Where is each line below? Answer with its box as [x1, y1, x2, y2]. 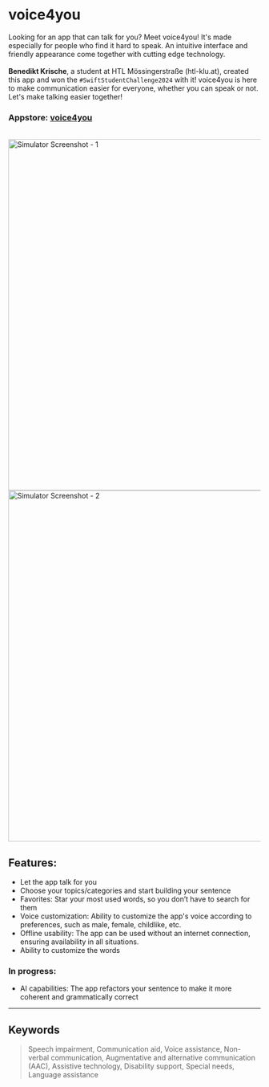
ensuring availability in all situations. [19, 937, 139, 947]
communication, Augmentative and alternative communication [50, 1053, 256, 1063]
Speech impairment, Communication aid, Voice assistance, [27, 1044, 223, 1054]
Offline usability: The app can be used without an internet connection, [19, 929, 251, 938]
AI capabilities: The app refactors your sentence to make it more [19, 983, 232, 993]
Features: [8, 856, 58, 869]
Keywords [8, 1023, 60, 1036]
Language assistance [27, 1070, 98, 1080]
